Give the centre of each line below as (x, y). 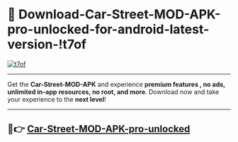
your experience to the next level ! (57, 99)
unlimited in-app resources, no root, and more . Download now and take (113, 92)
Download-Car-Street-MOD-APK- (120, 14)
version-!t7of (47, 45)
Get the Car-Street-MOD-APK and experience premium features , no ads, (116, 84)
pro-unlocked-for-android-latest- (108, 29)
